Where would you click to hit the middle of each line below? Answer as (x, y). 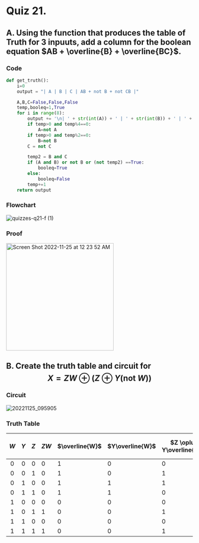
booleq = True (52, 168)
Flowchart (21, 205)
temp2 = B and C (47, 157)
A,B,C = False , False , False (47, 102)
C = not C (39, 146)
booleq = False (54, 179)
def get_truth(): (28, 80)
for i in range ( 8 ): (41, 113)
